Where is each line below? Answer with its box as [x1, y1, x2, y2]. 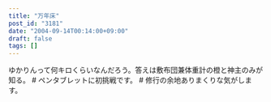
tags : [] [8, 42, 38, 50]
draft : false [8, 34, 53, 43]
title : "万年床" [8, 11, 60, 20]
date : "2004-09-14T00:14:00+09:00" [8, 27, 129, 35]
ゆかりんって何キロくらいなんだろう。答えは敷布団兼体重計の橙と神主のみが [8, 66, 264, 75]
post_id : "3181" [8, 19, 63, 28]
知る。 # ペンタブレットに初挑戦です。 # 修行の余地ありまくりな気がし [8, 75, 246, 85]
